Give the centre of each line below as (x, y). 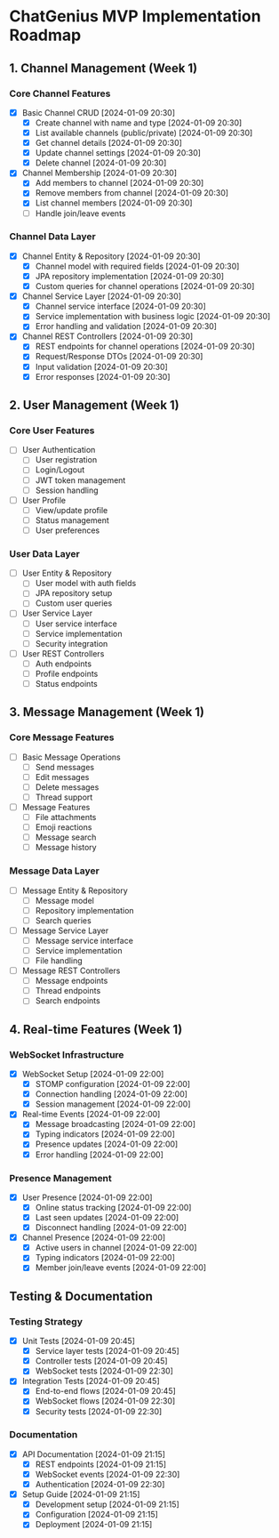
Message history (66, 848)
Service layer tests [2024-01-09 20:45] (107, 1351)
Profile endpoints (67, 673)
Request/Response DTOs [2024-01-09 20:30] (119, 357)
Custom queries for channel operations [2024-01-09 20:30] (145, 286)
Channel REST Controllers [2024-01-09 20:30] (108, 336)
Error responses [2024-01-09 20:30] (103, 376)
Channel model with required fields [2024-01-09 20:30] (137, 266)
